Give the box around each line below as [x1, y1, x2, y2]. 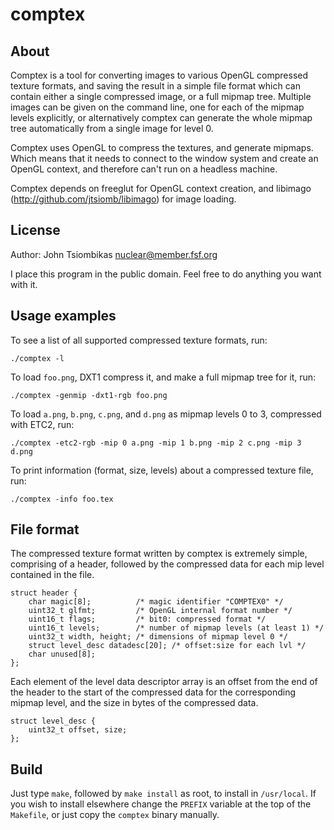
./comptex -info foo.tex [10, 494, 114, 504]
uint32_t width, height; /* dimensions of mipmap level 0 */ [28, 632, 288, 642]
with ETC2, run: [10, 418, 75, 430]
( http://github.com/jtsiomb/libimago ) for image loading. [10, 193, 237, 205]
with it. [10, 278, 38, 290]
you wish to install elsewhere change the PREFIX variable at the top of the [10, 798, 312, 810]
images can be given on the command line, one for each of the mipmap [10, 101, 305, 113]
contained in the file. [10, 569, 95, 581]
